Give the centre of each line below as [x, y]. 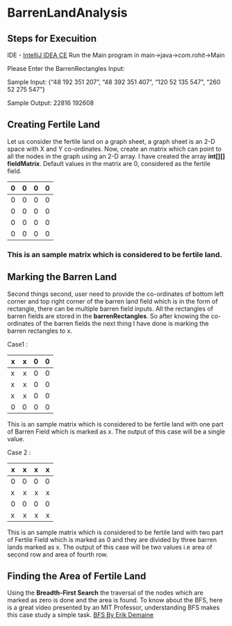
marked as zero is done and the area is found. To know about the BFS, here [115, 600]
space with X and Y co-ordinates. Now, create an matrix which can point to [115, 149]
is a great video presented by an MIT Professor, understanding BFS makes [114, 608]
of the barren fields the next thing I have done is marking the [122, 323]
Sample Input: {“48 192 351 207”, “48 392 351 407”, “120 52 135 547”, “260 [114, 82]
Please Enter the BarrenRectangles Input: [66, 68]
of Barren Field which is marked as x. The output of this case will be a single [116, 431]
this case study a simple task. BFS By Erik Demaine [81, 615]
